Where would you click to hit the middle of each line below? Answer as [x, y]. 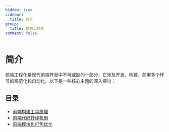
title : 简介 [22, 19]
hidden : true [19, 10]
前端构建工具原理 [30, 111]
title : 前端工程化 [27, 29]
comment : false [21, 33]
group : [12, 24]
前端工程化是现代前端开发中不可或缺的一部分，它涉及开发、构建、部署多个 [82, 75]
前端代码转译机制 [30, 118]
